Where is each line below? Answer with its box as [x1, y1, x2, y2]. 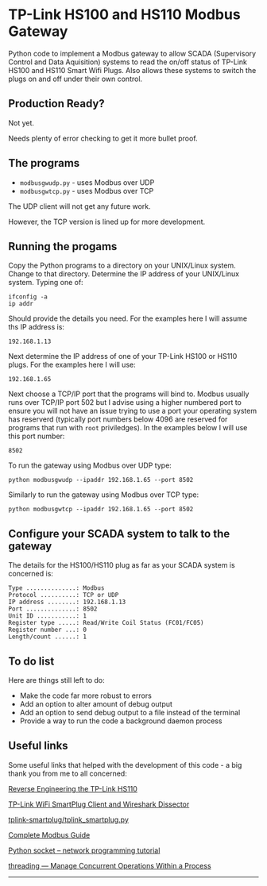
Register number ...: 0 [8, 626, 87, 634]
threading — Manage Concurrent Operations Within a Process [8, 861, 212, 870]
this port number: [8, 431, 65, 441]
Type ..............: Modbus [8, 584, 105, 592]
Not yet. [8, 117, 34, 128]
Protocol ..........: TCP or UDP [8, 591, 119, 599]
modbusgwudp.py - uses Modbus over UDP [19, 177, 155, 187]
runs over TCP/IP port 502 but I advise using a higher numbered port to [8, 398, 242, 407]
